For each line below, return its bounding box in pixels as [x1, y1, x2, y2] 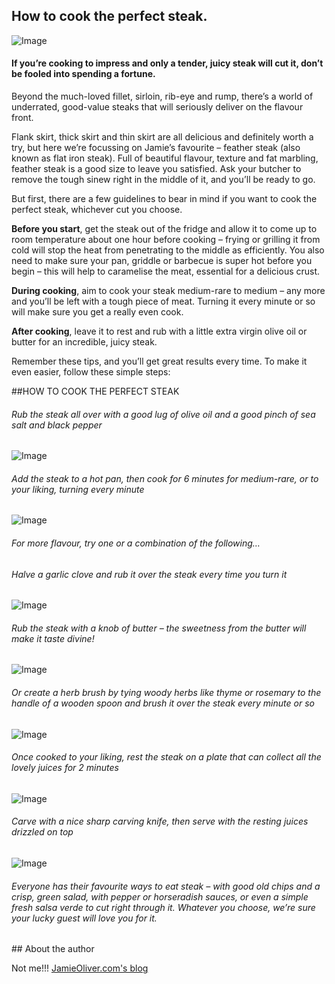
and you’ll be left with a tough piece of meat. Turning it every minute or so [11, 295, 316, 308]
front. [11, 112, 34, 124]
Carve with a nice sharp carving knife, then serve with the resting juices [11, 815, 309, 828]
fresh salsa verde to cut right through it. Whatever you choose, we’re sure [11, 901, 316, 913]
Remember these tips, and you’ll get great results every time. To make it [11, 355, 308, 368]
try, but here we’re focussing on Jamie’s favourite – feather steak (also [11, 142, 301, 154]
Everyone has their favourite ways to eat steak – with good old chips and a [11, 880, 321, 892]
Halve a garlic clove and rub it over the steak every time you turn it [11, 568, 288, 580]
